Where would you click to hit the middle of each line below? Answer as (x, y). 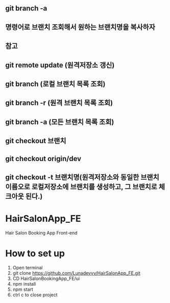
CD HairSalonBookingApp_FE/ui (46, 278)
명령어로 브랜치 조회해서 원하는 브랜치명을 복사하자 (80, 27)
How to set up (35, 254)
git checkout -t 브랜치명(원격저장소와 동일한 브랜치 (82, 177)
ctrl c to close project (35, 295)
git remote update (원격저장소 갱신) (60, 65)
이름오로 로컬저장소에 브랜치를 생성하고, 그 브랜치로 (81, 187)
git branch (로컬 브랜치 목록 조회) (55, 84)
